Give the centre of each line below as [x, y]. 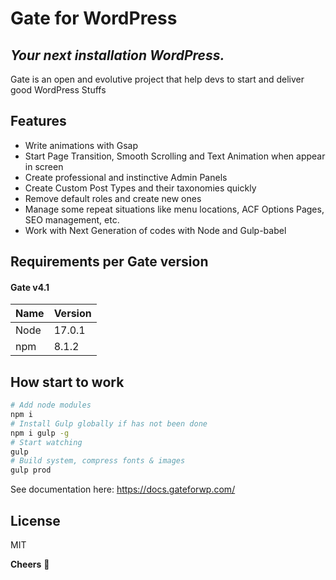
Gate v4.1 [30, 287]
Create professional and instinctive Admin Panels [126, 177]
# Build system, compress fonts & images [98, 461]
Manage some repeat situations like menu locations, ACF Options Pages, [174, 209]
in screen [44, 166]
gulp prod [31, 470]
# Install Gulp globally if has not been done [109, 423]
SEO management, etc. [72, 219]
